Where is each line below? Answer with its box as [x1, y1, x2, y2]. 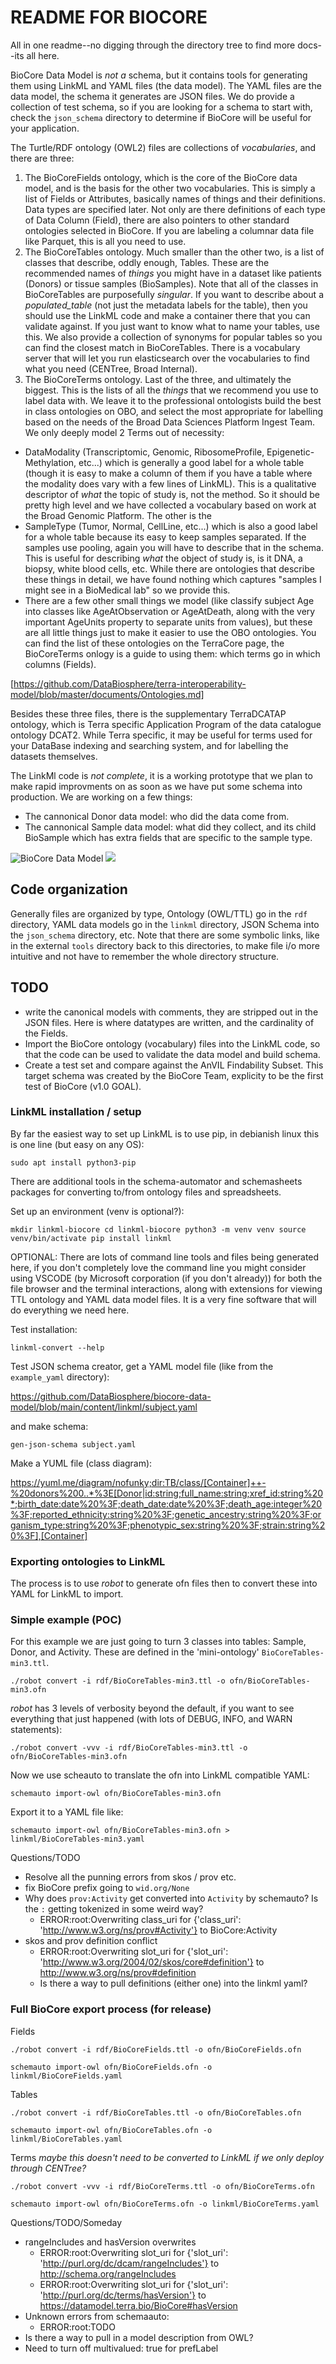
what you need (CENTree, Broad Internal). [24, 362, 198, 375]
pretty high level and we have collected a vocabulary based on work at [24, 499, 317, 511]
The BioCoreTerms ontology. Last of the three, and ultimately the [24, 373, 292, 385]
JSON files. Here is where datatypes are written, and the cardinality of [24, 1016, 315, 1028]
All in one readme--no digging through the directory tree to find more [10, 39, 296, 51]
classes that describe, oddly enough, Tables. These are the [24, 256, 270, 268]
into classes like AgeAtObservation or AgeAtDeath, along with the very [24, 605, 316, 617]
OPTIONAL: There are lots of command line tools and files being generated [10, 1251, 320, 1263]
